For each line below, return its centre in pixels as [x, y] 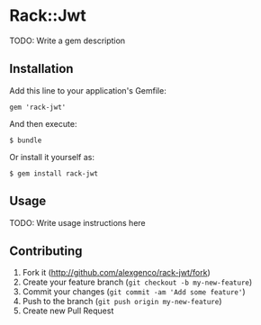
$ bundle [26, 140]
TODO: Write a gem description [67, 41]
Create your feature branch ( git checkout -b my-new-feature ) [137, 282]
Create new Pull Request [68, 311]
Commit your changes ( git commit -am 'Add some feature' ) [134, 292]
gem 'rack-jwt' [38, 107]
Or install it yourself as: [52, 157]
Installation [41, 69]
